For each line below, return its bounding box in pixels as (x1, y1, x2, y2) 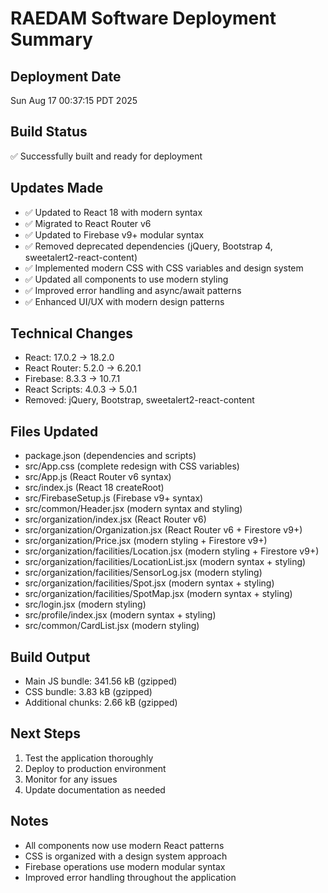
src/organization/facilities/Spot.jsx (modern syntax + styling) (24, 577, 275, 589)
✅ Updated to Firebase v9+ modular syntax (24, 228, 205, 241)
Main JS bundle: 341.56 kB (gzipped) (24, 675, 178, 687)
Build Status (10, 123, 88, 141)
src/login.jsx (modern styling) (24, 598, 147, 611)
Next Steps (10, 725, 81, 742)
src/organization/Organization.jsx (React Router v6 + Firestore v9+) (24, 524, 303, 536)
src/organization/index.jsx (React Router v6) (24, 513, 207, 526)
